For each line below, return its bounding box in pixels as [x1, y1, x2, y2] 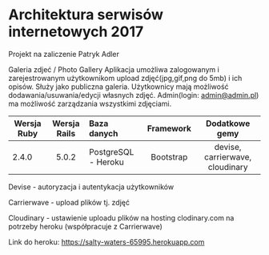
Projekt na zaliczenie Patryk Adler [8, 49, 120, 59]
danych [89, 127, 118, 139]
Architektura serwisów [8, 6, 164, 24]
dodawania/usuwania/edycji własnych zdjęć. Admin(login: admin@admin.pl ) [8, 90, 259, 99]
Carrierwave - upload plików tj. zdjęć [8, 197, 130, 207]
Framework [147, 123, 192, 134]
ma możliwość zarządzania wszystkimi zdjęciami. [8, 99, 172, 108]
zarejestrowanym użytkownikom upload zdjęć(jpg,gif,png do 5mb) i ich [8, 73, 243, 83]
